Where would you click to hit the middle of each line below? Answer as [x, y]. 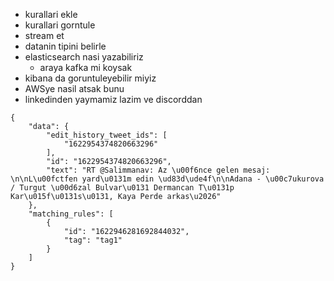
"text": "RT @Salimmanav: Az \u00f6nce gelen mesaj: [158, 170]
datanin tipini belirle [65, 46]
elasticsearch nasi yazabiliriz [84, 57]
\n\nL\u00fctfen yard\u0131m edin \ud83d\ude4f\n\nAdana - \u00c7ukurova [167, 179]
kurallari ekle [51, 14]
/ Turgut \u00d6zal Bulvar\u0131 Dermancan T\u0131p [122, 188]
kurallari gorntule [60, 25]
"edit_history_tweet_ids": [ [107, 135]
